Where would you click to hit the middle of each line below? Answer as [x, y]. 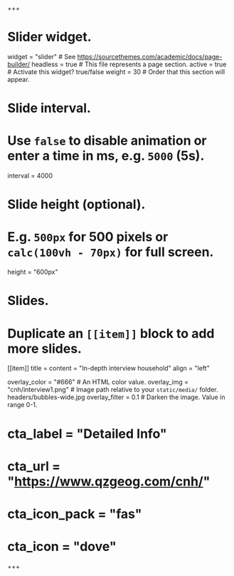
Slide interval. [49, 108]
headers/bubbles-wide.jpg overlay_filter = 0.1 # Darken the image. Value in [116, 397]
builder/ [19, 64]
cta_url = [34, 466]
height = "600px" [33, 272]
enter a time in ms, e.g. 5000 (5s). [106, 156]
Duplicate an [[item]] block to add [111, 333]
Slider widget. [49, 37]
